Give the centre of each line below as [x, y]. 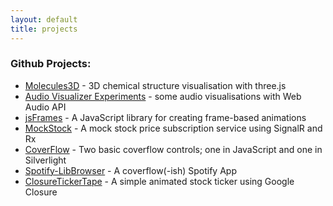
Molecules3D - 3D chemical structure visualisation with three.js [155, 85]
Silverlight [45, 160]
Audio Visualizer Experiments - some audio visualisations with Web [163, 96]
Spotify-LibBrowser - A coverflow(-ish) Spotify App [130, 170]
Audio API [45, 107]
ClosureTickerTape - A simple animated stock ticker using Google [159, 181]
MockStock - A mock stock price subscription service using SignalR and [173, 128]
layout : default [44, 19]
